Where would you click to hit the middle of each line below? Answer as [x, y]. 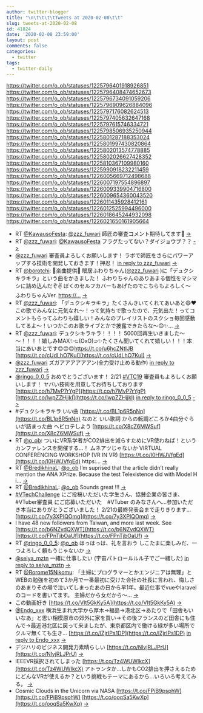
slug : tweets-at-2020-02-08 [42, 23]
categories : [21, 52]
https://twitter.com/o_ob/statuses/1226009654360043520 [80, 196]
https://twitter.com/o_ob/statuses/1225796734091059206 [78, 98]
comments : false [27, 46]
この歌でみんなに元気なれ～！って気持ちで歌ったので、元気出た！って [102, 311]
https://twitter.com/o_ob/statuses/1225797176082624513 [78, 112]
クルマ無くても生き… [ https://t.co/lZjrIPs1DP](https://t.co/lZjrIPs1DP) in [103, 633]
